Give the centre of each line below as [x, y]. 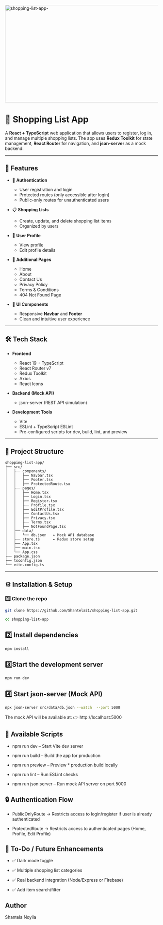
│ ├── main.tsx [23, 548]
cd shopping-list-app [27, 619]
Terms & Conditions [39, 290]
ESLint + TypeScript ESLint [46, 426]
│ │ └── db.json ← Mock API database [50, 535]
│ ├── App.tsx [21, 544]
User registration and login [46, 189]
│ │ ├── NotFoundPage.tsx [36, 527]
